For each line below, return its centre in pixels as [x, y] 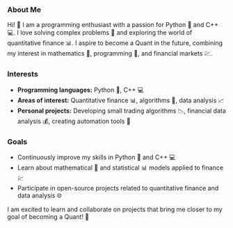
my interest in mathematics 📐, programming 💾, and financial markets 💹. [110, 54]
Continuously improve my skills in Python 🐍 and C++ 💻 [96, 157]
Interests [23, 74]
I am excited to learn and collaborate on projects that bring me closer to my [115, 209]
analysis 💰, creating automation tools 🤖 [74, 121]
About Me [24, 10]
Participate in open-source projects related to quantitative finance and [118, 188]
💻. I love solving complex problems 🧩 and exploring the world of [100, 33]
